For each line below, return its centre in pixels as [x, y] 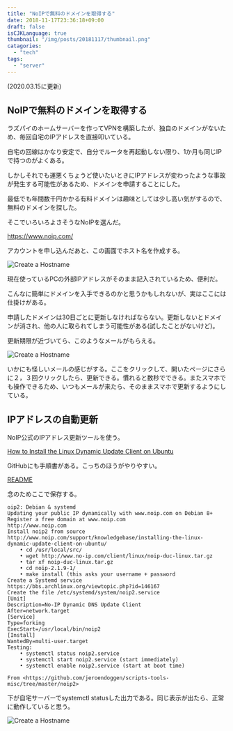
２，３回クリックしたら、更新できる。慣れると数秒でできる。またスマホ [116, 378]
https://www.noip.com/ [40, 236]
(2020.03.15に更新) [34, 86]
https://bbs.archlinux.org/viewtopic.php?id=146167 [83, 587]
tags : [15, 59]
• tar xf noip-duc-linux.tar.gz [66, 562]
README [20, 480]
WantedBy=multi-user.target [48, 642]
